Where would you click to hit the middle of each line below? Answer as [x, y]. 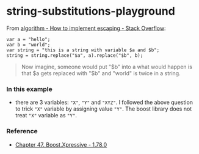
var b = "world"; [28, 45]
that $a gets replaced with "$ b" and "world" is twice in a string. [101, 73]
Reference [22, 131]
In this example [30, 89]
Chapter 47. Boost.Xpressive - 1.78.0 [61, 144]
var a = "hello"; [28, 39]
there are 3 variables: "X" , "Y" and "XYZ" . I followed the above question [104, 103]
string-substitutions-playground [91, 11]
